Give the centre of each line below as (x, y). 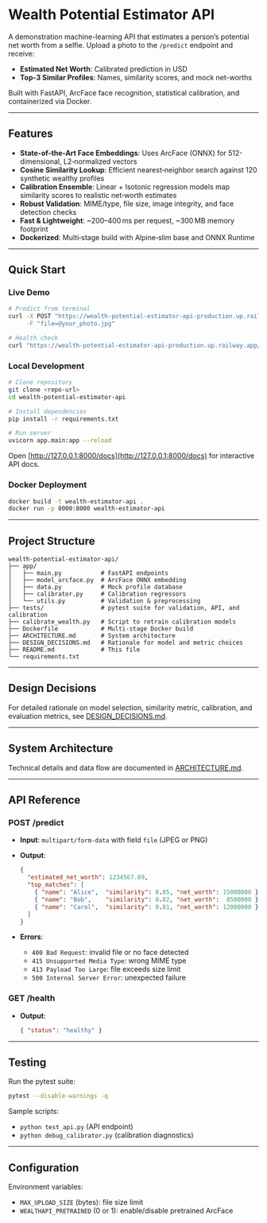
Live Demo (29, 293)
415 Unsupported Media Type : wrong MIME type (109, 961)
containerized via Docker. (50, 101)
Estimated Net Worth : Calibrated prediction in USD (104, 68)
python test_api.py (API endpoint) (76, 1127)
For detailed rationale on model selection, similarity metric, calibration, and (130, 707)
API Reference (44, 800)
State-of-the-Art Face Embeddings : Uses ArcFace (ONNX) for (123, 153)
